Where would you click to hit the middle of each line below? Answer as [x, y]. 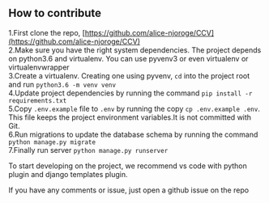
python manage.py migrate [52, 142]
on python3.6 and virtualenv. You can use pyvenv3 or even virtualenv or [128, 58]
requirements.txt [38, 100]
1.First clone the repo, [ [47, 32]
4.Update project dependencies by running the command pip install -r [130, 93]
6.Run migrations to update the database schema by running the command [133, 134]
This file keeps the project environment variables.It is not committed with [130, 117]
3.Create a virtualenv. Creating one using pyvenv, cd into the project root [129, 75]
